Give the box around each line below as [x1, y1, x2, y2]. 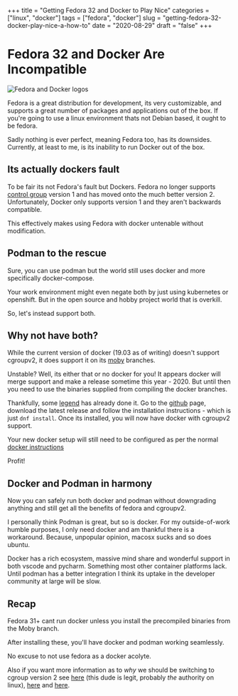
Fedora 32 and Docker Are [7, 46, 165, 63]
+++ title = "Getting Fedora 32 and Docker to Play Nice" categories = [7, 6, 210, 14]
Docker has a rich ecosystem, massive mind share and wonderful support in [7, 554, 231, 563]
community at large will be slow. [7, 577, 102, 585]
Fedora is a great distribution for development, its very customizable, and [7, 98, 222, 107]
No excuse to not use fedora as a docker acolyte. [7, 652, 151, 660]
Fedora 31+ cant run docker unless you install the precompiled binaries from [7, 617, 231, 625]
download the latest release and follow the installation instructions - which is [7, 406, 232, 415]
